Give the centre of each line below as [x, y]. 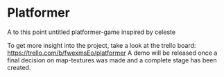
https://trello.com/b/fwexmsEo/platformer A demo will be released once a [112, 53]
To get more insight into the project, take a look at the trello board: [102, 45]
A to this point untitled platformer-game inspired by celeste [91, 32]
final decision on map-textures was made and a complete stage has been [112, 60]
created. [19, 67]
